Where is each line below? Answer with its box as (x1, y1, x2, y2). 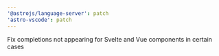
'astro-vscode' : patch (7, 16, 72, 23)
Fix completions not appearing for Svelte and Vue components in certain (7, 35, 213, 43)
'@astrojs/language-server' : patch (7, 10, 109, 17)
